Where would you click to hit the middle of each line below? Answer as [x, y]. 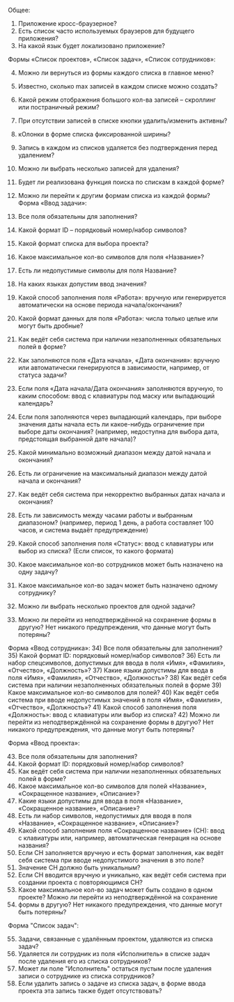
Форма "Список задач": [44, 925]
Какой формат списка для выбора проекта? [83, 244]
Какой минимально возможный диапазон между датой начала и [114, 453]
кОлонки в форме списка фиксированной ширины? [94, 134]
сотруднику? [37, 593]
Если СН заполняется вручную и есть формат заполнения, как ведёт [121, 853]
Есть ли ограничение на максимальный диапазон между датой [112, 473]
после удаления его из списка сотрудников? [85, 961]
